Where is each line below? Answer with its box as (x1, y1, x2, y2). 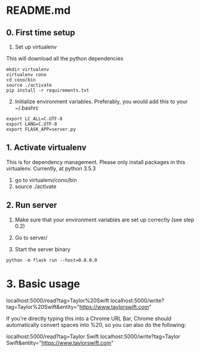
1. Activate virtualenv (6, 142, 87, 153)
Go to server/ (14, 234, 48, 241)
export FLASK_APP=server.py (6, 126, 76, 132)
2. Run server (6, 200, 57, 210)
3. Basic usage (6, 277, 81, 290)
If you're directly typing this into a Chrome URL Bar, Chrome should (6, 315, 172, 322)
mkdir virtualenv (6, 66, 50, 72)
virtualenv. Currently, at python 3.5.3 (6, 165, 96, 172)
